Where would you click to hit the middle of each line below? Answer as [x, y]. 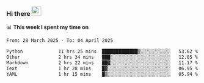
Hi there [18, 13]
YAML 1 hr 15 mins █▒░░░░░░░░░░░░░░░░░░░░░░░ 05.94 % [102, 74]
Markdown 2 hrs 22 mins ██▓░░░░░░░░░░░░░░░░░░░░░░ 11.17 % [102, 63]
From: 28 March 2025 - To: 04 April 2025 [60, 41]
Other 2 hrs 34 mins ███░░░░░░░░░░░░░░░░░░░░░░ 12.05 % [102, 58]
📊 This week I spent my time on [48, 27]
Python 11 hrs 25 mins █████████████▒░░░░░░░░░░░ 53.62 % [102, 51]
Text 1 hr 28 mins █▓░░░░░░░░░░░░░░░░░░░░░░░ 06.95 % [102, 68]
